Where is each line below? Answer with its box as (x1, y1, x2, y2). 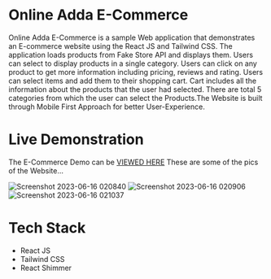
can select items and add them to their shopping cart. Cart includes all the (8, 76, 257, 85)
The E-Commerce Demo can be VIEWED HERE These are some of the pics (8, 157, 259, 167)
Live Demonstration (8, 130, 144, 149)
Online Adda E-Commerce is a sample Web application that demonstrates (8, 33, 256, 42)
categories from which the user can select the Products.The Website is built (8, 93, 263, 102)
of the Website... (8, 165, 63, 176)
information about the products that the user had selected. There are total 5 (8, 84, 262, 94)
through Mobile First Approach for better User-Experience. (8, 102, 205, 111)
